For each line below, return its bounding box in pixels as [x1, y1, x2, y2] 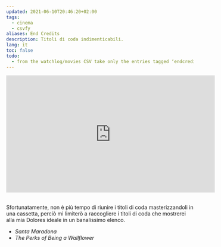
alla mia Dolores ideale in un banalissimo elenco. [6, 216, 126, 223]
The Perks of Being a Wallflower [14, 234, 94, 241]
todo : [6, 53, 20, 59]
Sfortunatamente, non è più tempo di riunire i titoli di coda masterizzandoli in [6, 204, 194, 211]
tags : [6, 14, 20, 20]
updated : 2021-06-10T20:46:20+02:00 [6, 8, 97, 15]
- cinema [11, 20, 33, 26]
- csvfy [11, 25, 31, 32]
